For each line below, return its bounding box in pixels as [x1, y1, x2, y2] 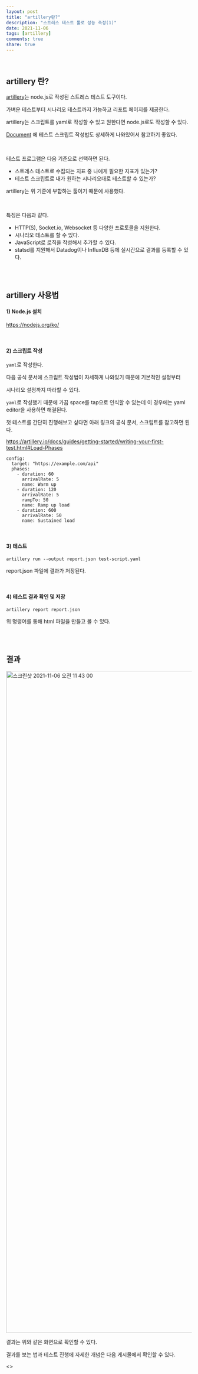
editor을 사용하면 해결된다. [6, 406, 68, 414]
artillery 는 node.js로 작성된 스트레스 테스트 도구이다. [6, 93, 127, 100]
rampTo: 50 [21, 497, 49, 503]
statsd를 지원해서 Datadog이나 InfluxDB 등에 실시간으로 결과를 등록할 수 [14, 246, 183, 253]
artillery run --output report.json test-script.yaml [6, 556, 141, 562]
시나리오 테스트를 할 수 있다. [14, 231, 80, 238]
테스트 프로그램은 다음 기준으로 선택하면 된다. [6, 155, 110, 162]
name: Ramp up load [21, 502, 70, 508]
